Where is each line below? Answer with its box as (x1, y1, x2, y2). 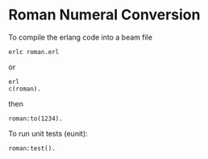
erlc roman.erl (8, 48, 60, 56)
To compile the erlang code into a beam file (8, 32, 153, 42)
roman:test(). (8, 144, 56, 153)
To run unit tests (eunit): (8, 128, 89, 138)
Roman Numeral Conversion (8, 6, 201, 24)
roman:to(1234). (8, 115, 63, 123)
